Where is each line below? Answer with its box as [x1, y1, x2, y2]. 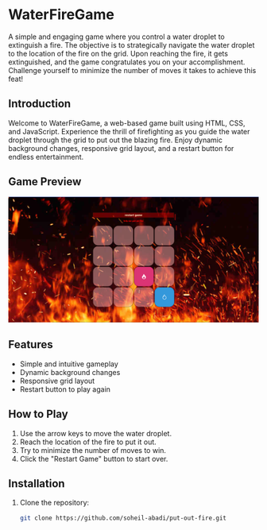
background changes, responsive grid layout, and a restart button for [8, 143, 234, 153]
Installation [8, 477, 65, 490]
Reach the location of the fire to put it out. [19, 437, 157, 447]
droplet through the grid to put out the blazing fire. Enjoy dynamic [8, 135, 222, 145]
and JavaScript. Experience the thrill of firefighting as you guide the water [8, 126, 250, 136]
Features [8, 338, 53, 351]
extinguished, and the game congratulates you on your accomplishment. [8, 57, 246, 67]
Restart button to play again [19, 384, 111, 394]
